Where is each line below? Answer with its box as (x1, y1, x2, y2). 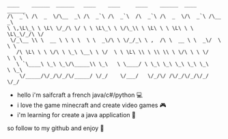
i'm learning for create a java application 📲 (16, 111, 137, 119)
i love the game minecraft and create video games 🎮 (16, 101, 167, 109)
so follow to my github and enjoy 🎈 (7, 124, 104, 132)
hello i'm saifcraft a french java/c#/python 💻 (16, 91, 143, 99)
